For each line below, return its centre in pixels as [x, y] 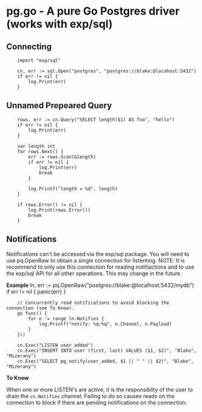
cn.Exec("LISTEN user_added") [56, 345]
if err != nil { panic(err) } [36, 291]
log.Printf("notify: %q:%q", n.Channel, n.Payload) [105, 324]
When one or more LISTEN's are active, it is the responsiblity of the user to [99, 390]
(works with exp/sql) [60, 24]
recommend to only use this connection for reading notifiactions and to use [100, 267]
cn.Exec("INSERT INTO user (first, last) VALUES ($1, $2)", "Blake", [107, 351]
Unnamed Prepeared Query [59, 105]
